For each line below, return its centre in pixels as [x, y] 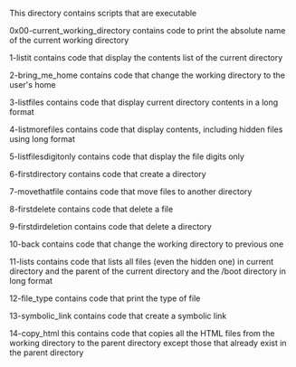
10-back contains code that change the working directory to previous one [147, 244]
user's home [33, 85]
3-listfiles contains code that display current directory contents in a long [144, 102]
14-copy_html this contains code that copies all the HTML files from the [142, 333]
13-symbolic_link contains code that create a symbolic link [118, 316]
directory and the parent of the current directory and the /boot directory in [148, 271]
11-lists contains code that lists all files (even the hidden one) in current [142, 262]
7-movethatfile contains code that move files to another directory [131, 192]
